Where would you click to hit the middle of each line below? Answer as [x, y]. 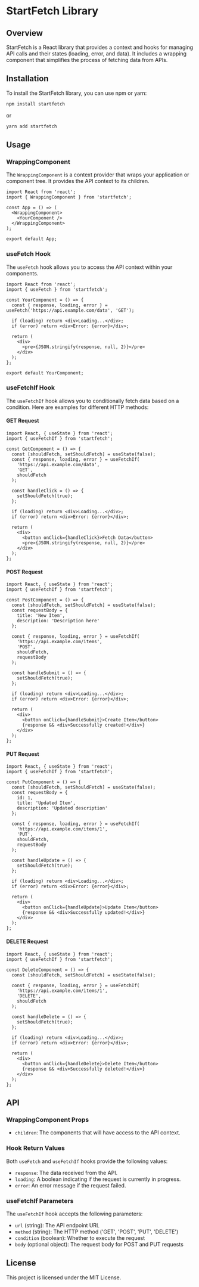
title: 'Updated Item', [46, 803]
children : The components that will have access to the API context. [97, 1133]
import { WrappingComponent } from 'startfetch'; [69, 197]
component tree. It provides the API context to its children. [78, 181]
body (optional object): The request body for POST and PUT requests [99, 1244]
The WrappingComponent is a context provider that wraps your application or [98, 175]
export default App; [32, 239]
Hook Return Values [36, 1148]
